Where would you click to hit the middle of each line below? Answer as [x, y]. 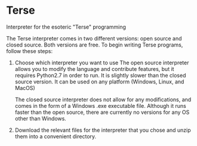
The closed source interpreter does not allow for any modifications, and [103, 100]
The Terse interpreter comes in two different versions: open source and [94, 38]
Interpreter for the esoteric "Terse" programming [66, 27]
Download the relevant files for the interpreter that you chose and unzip [103, 130]
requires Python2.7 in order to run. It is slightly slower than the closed [100, 75]
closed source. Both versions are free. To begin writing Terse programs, [95, 45]
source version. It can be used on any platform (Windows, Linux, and [99, 82]
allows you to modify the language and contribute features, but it [94, 69]
